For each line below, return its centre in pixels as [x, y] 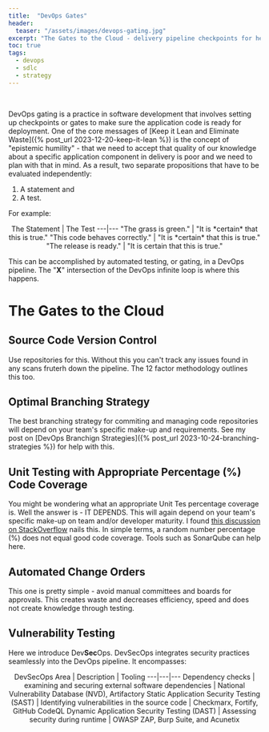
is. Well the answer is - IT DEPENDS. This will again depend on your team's [132, 512]
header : [21, 23]
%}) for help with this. [78, 447]
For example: [30, 213]
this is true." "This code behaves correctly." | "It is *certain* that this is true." [134, 237]
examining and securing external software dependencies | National [134, 685]
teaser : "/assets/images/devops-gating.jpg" [91, 31]
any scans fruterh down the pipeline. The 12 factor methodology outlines [128, 368]
